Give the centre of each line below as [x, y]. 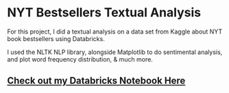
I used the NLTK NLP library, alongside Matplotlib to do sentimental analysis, [115, 52]
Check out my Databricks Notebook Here [96, 81]
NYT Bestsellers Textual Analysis [104, 13]
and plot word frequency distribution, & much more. [80, 59]
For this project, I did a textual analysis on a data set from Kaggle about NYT [115, 31]
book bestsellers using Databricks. [56, 38]
